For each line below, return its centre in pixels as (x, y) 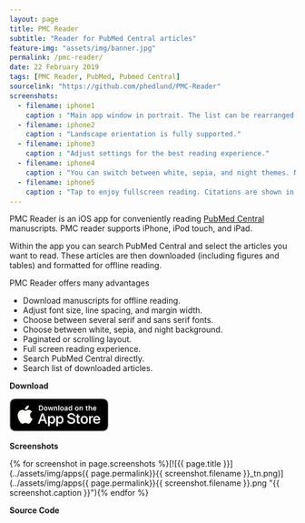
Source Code (34, 510)
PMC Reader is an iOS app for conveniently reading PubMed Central (137, 219)
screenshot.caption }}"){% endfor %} (79, 493)
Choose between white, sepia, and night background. (123, 330)
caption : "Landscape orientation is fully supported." (134, 135)
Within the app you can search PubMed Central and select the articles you (148, 246)
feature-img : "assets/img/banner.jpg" (83, 48)
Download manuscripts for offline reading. (102, 301)
